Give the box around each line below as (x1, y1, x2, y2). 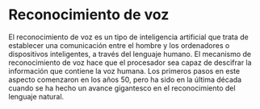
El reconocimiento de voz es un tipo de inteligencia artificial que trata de (8, 32, 249, 42)
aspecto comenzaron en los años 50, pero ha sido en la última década (8, 75, 242, 84)
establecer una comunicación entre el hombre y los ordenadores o (8, 40, 230, 50)
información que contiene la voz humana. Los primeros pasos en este (8, 66, 241, 75)
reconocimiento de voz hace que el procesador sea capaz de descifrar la (8, 58, 252, 67)
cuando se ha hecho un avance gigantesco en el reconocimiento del (8, 83, 236, 93)
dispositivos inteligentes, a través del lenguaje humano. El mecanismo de (8, 49, 252, 59)
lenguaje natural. (8, 91, 65, 101)
